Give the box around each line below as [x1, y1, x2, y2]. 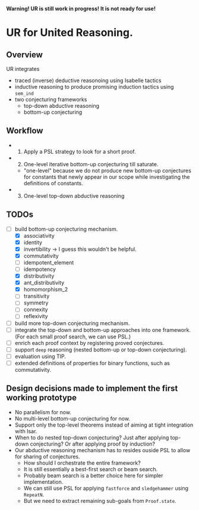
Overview [6, 49, 43, 60]
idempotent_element [23, 259, 74, 266]
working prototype [6, 393, 77, 403]
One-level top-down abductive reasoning [23, 192, 125, 199]
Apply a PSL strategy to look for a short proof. [23, 148, 136, 155]
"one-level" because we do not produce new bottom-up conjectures [23, 167, 192, 174]
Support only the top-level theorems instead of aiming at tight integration [14, 421, 194, 428]
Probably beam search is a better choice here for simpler [23, 472, 163, 479]
